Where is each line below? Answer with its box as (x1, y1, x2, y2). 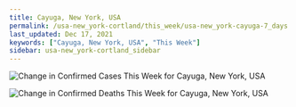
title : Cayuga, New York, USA (9, 12, 122, 22)
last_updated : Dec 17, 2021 (9, 29, 114, 38)
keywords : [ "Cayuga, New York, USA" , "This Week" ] (9, 37, 201, 47)
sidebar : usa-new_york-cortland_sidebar (9, 46, 162, 55)
